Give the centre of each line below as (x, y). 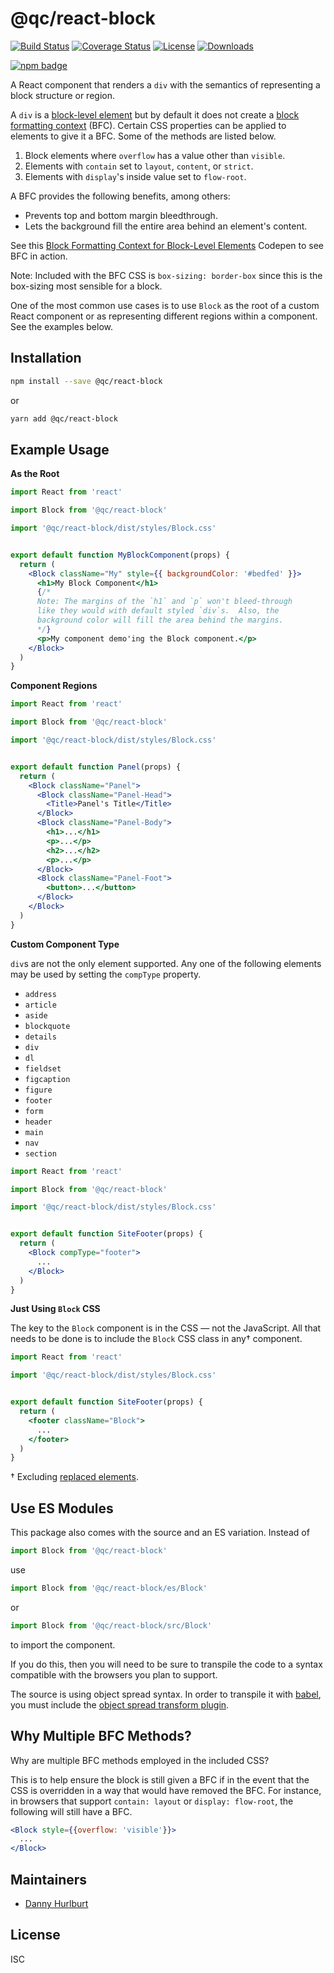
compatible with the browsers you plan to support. (114, 1674)
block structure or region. (62, 95)
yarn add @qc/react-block (64, 418)
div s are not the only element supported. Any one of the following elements (166, 963)
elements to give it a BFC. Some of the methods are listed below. (143, 136)
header (38, 1122)
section (40, 1153)
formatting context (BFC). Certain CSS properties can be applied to (148, 125)
